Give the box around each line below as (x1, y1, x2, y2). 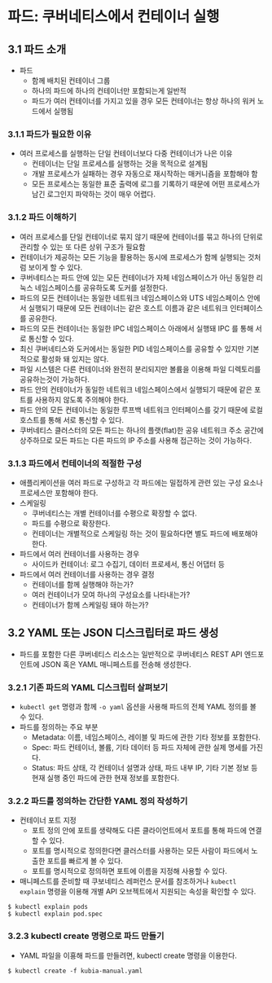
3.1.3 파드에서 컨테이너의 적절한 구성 (7, 458, 143, 469)
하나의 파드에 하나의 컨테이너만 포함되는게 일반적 (31, 86, 186, 95)
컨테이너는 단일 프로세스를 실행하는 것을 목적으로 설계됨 (31, 159, 208, 169)
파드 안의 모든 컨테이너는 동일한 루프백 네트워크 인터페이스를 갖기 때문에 (19, 405, 248, 415)
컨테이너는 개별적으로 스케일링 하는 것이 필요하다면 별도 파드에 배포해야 (31, 529, 258, 538)
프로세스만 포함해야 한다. (19, 488, 99, 498)
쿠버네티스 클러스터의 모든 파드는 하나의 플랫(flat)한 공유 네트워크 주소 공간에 (19, 425, 264, 435)
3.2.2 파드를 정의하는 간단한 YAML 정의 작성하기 (7, 795, 188, 806)
